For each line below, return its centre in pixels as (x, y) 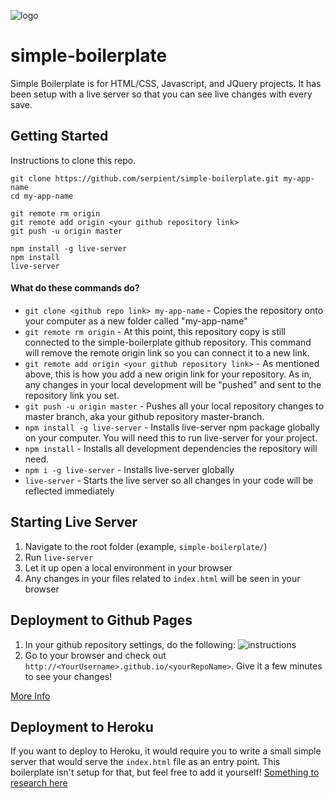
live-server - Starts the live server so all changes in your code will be (169, 480)
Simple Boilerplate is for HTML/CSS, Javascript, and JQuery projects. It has (166, 83)
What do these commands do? (75, 288)
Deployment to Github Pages (101, 620)
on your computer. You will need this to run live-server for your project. (171, 437)
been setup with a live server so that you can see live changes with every (161, 94)
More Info (30, 696)
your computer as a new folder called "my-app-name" (136, 321)
